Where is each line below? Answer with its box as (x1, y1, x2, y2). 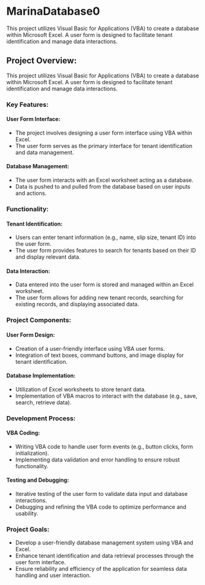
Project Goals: (6, 525, 50, 533)
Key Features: (6, 100, 49, 109)
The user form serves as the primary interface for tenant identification (15, 142, 193, 149)
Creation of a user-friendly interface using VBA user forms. (15, 345, 165, 352)
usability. (15, 510, 39, 517)
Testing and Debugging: (6, 476, 69, 484)
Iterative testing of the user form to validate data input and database (15, 490, 188, 498)
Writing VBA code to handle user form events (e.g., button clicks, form (15, 442, 193, 450)
